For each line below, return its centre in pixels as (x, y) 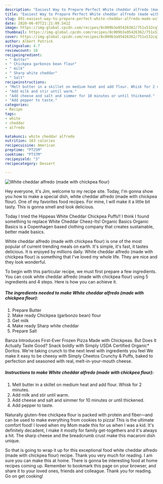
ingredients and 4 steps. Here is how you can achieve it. (61, 282)
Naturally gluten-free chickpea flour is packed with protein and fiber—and (79, 415)
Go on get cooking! (24, 476)
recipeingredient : (24, 55)
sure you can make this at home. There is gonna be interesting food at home (81, 461)
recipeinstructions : (26, 82)
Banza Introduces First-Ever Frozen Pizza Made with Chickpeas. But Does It (81, 341)
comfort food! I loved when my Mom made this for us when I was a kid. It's (80, 425)
